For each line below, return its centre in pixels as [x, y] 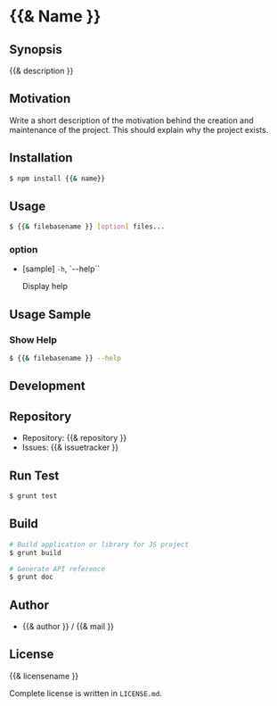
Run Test [34, 475]
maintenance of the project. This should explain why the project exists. [139, 129]
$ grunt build [36, 552]
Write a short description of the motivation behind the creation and [131, 120]
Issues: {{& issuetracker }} [70, 447]
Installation [41, 158]
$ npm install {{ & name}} [57, 179]
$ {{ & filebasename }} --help [65, 359]
